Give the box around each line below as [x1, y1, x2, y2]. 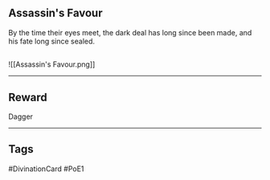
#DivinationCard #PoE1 [8, 164, 84, 174]
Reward [8, 90, 48, 104]
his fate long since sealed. [8, 36, 95, 46]
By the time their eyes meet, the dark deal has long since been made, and [8, 27, 252, 37]
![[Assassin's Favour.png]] [8, 59, 96, 69]
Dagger [8, 112, 34, 121]
